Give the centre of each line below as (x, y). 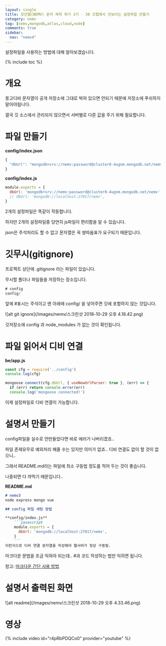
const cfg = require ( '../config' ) (41, 369)
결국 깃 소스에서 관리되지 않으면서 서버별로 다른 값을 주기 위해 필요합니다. (76, 115)
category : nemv (21, 19)
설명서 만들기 (30, 424)
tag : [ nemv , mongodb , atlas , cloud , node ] (45, 24)
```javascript (28, 523)
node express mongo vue (30, 500)
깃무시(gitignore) (40, 254)
